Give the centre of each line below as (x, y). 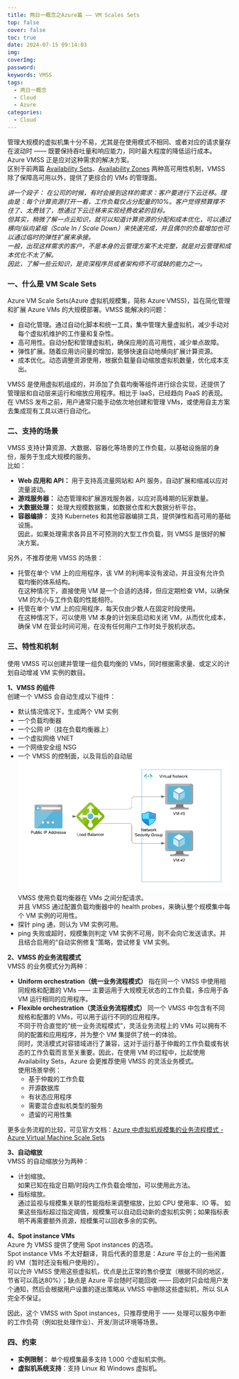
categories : (25, 113)
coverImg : (22, 60)
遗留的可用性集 (50, 1115)
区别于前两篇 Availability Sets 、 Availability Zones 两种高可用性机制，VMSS (116, 168)
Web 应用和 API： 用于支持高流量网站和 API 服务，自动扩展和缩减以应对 (123, 481)
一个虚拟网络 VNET (46, 738)
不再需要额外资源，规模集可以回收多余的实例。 (92, 1221)
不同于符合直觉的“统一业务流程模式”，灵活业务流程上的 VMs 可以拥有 (119, 1026)
